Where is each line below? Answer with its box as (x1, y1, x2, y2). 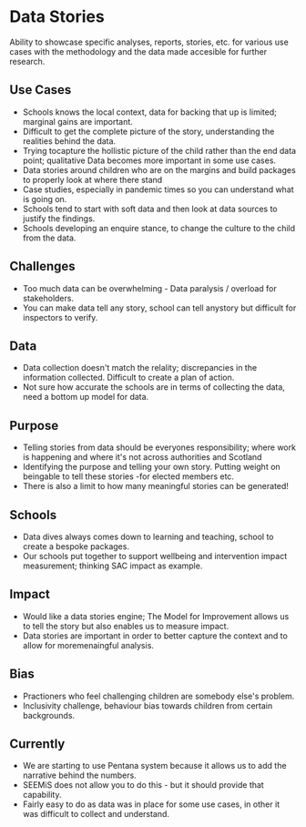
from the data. (22, 232, 76, 243)
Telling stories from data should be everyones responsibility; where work (22, 442, 296, 453)
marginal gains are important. (22, 116, 134, 127)
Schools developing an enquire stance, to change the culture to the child (22, 222, 296, 233)
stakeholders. (22, 292, 75, 303)
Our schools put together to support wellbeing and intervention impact (22, 551, 288, 561)
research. (9, 56, 46, 66)
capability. (22, 790, 62, 801)
